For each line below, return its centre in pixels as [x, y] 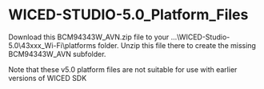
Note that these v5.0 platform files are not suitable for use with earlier [123, 69]
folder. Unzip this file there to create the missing [176, 45]
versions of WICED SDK [48, 78]
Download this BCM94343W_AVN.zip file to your [89, 37]
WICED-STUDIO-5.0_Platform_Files [128, 15]
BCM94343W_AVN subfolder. [57, 54]
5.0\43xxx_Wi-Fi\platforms [52, 45]
